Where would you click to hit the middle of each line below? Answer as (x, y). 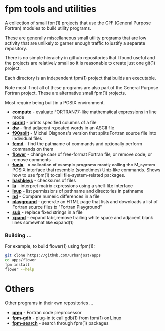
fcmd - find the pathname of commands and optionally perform (77, 143)
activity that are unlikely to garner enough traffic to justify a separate (75, 43)
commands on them (33, 149)
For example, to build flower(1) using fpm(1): (50, 246)
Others (20, 289)
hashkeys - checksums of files (44, 180)
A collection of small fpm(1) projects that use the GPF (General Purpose (78, 23)
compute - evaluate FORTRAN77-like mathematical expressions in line (84, 112)
